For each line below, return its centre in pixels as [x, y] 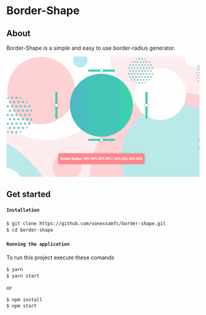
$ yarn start [23, 276]
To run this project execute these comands [60, 257]
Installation [23, 210]
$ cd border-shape [30, 230]
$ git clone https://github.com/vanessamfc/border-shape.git [86, 223]
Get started [29, 194]
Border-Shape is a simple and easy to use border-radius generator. [91, 48]
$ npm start [21, 306]
